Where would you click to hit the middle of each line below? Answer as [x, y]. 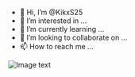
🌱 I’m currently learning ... [62, 29]
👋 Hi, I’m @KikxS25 [51, 12]
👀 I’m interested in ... [53, 21]
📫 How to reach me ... [56, 46]
